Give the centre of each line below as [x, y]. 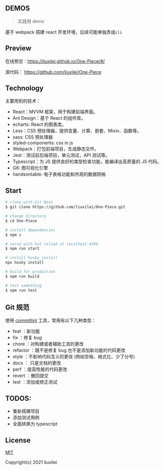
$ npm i [13, 235]
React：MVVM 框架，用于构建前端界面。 [55, 112]
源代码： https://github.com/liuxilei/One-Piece [53, 72]
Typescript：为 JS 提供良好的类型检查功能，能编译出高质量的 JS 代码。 [87, 161]
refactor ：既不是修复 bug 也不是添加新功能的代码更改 [69, 350]
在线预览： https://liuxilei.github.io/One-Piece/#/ [55, 61]
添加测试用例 [26, 418]
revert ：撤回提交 [31, 376]
